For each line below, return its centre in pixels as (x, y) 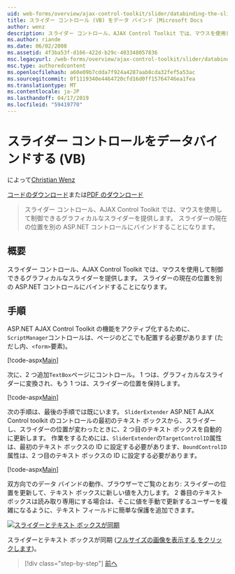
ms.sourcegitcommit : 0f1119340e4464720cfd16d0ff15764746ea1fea (101, 79)
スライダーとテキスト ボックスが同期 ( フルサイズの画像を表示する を (106, 540)
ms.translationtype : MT (42, 85)
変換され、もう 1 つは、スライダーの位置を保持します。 (105, 383)
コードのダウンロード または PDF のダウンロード (76, 194)
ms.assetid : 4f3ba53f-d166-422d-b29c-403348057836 (83, 53)
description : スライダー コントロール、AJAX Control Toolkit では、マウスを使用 (116, 33)
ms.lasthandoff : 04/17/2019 (48, 99)
